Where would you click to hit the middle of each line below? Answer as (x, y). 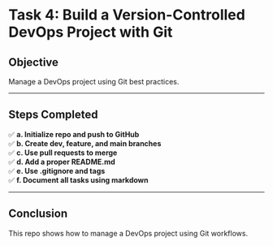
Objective (34, 62)
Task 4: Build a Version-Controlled (127, 15)
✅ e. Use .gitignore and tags (57, 170)
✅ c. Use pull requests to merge (63, 153)
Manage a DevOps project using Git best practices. (94, 82)
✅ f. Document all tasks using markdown (78, 179)
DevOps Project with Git (91, 32)
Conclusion (38, 214)
